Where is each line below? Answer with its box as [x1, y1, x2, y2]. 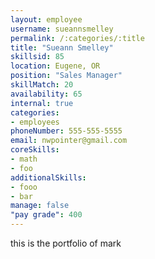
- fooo [10, 182, 38, 192]
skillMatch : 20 [10, 80, 74, 90]
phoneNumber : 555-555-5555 [10, 126, 123, 136]
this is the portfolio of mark [10, 237, 122, 249]
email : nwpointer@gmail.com [10, 136, 128, 146]
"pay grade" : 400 [10, 210, 83, 220]
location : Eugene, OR [10, 61, 101, 71]
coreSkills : [10, 145, 60, 155]
